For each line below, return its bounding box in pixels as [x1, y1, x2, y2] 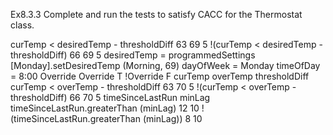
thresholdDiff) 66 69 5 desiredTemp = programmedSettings [10, 49, 256, 61]
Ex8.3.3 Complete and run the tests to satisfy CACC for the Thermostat [10, 9, 303, 20]
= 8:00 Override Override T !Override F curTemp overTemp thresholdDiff [10, 70, 310, 82]
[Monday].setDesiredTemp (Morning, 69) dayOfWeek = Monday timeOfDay [10, 60, 321, 71]
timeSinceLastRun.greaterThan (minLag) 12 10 [10, 102, 200, 114]
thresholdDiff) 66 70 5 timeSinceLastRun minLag [10, 92, 211, 103]
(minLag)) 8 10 [142, 113, 203, 124]
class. [10, 19, 35, 31]
